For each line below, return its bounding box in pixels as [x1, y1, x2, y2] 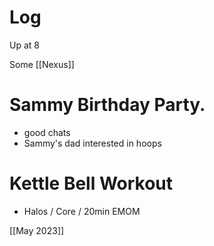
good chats [23, 126, 71, 138]
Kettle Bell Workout [9, 172, 174, 195]
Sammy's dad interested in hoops [23, 137, 162, 149]
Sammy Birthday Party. [9, 94, 206, 116]
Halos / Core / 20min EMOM [23, 205, 141, 217]
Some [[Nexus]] [9, 58, 75, 70]
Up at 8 [9, 39, 40, 51]
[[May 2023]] [9, 224, 65, 236]
